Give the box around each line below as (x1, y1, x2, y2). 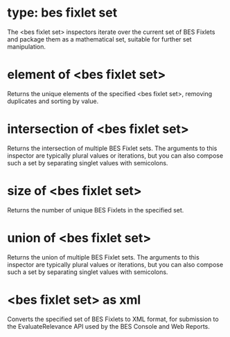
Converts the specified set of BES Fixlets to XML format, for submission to (7, 315, 220, 323)
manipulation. (7, 42, 46, 51)
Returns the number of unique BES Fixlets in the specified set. (7, 206, 184, 214)
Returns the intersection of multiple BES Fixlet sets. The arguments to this (7, 144, 218, 152)
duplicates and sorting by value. (7, 97, 99, 105)
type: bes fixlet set (7, 5, 118, 21)
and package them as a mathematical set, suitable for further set (7, 35, 192, 43)
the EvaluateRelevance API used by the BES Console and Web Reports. (7, 322, 210, 330)
